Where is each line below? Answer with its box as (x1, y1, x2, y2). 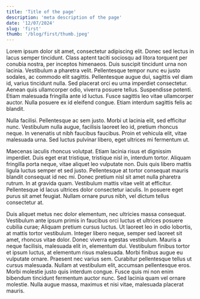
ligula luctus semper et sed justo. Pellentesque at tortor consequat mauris (6, 167, 189, 174)
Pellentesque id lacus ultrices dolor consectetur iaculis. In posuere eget (6, 186, 183, 193)
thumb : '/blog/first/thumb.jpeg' (6, 31, 90, 37)
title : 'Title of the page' (6, 8, 77, 15)
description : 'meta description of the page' (6, 14, 122, 20)
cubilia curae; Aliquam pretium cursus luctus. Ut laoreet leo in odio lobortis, (6, 223, 192, 230)
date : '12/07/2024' (6, 20, 55, 26)
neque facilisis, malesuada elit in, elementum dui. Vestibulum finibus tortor (6, 242, 190, 250)
